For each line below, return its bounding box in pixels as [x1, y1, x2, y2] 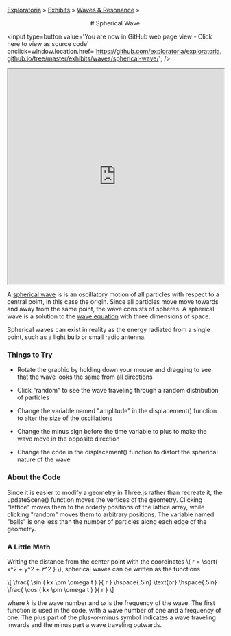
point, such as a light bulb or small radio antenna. [7, 333, 146, 341]
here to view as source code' [7, 40, 89, 47]
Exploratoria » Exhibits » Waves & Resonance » [7, 6, 140, 14]
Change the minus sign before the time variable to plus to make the [16, 428, 207, 436]
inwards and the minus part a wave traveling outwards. [7, 620, 162, 628]
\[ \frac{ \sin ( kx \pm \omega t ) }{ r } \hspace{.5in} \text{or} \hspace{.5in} [7, 578, 217, 586]
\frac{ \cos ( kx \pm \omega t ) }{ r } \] [7, 585, 114, 593]
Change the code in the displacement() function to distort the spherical [16, 448, 218, 457]
